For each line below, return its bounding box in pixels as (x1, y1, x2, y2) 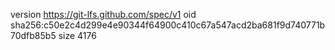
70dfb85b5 (10, 30, 57, 41)
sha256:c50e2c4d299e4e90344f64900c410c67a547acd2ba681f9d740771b (10, 19, 326, 31)
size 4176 (58, 30, 97, 41)
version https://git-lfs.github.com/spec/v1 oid (10, 9, 197, 20)
